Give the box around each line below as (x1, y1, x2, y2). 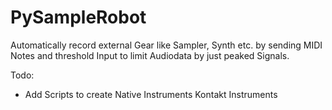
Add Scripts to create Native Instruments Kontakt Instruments (24, 88, 278, 100)
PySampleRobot (10, 6, 147, 29)
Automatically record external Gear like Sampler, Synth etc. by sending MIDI (10, 39, 323, 51)
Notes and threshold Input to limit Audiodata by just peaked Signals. (10, 49, 290, 61)
